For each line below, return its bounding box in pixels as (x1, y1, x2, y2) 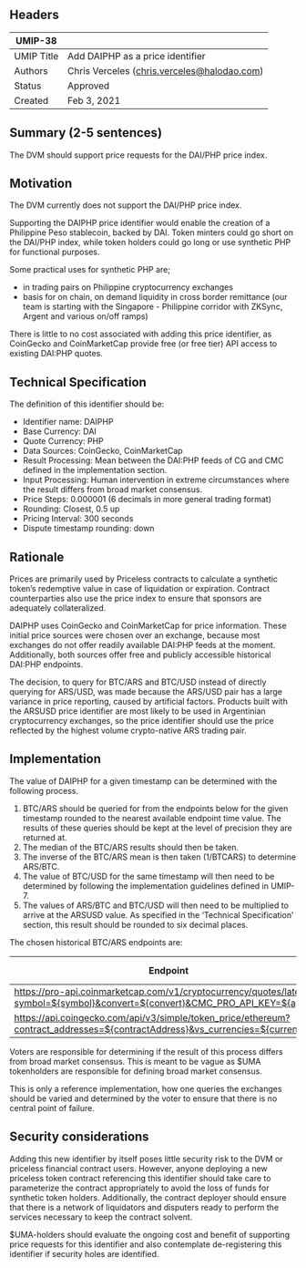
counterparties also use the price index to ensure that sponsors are (9, 593, 262, 604)
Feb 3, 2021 (66, 94, 121, 107)
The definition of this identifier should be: (9, 398, 165, 409)
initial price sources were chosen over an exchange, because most (9, 630, 260, 641)
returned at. (22, 831, 67, 842)
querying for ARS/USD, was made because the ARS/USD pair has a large (9, 686, 282, 697)
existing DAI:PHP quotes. (9, 348, 103, 359)
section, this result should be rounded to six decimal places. (22, 919, 249, 930)
